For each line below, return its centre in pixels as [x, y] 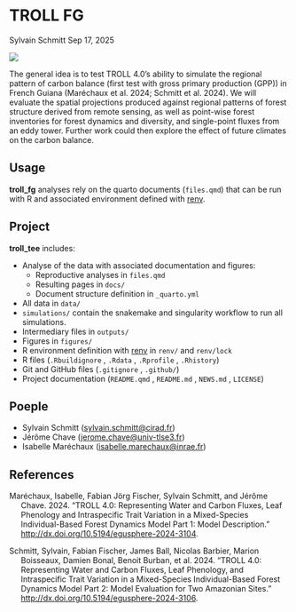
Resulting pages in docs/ [80, 284]
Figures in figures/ [57, 341]
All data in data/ [51, 303]
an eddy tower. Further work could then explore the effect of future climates [148, 131]
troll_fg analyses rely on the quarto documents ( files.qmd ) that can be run [145, 189]
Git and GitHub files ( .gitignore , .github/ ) [101, 369]
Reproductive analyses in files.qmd [100, 274]
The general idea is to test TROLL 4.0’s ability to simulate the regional [136, 74]
